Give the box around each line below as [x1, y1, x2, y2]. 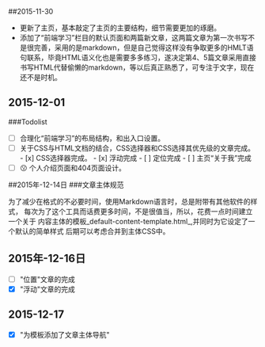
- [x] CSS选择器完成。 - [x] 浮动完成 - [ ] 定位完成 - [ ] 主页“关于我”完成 [19, 153, 252, 162]
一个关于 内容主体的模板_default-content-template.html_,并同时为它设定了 [8, 217, 249, 226]
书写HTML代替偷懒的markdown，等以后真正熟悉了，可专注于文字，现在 [19, 63, 255, 72]
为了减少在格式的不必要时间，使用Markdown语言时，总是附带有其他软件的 [8, 197, 251, 206]
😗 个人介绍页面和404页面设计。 [19, 162, 127, 173]
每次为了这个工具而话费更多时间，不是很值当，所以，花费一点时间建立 [23, 207, 253, 216]
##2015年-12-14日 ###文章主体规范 [8, 180, 124, 189]
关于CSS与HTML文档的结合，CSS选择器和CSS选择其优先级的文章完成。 [19, 143, 256, 153]
